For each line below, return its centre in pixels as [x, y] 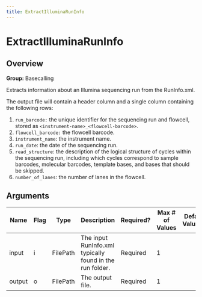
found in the [98, 260]
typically [93, 253]
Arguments [28, 196]
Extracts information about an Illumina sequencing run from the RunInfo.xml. [101, 90]
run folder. [95, 268]
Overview [25, 64]
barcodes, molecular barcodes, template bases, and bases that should [102, 164]
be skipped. [29, 170]
